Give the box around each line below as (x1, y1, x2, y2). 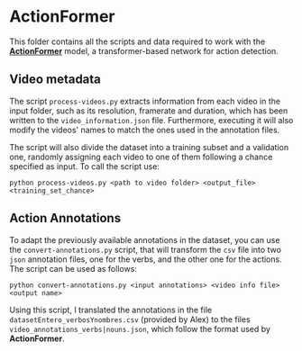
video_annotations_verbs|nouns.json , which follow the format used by (9, 323, 270, 334)
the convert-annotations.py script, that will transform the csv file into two (9, 244, 282, 255)
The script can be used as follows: (9, 263, 138, 274)
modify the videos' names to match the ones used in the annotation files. (9, 124, 280, 135)
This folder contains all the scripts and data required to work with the (9, 36, 266, 47)
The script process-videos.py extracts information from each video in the (9, 95, 281, 106)
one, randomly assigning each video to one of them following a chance (9, 151, 273, 162)
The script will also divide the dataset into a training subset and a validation (9, 141, 289, 152)
